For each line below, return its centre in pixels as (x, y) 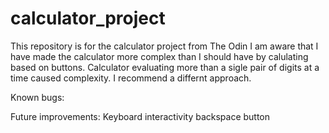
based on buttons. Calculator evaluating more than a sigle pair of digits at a (165, 67)
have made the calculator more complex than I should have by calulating (159, 56)
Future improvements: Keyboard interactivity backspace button (140, 116)
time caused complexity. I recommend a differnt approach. (131, 78)
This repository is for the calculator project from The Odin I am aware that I (164, 46)
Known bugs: (37, 97)
